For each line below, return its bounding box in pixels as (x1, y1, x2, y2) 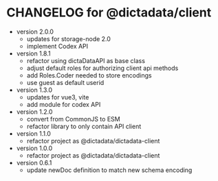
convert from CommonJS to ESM (26, 114, 121, 123)
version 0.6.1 (16, 158, 52, 167)
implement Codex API (26, 42, 89, 50)
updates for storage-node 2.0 (26, 34, 111, 43)
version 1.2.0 (16, 108, 53, 116)
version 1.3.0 (16, 86, 53, 94)
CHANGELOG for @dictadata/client (6, 5, 212, 21)
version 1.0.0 (16, 144, 53, 152)
